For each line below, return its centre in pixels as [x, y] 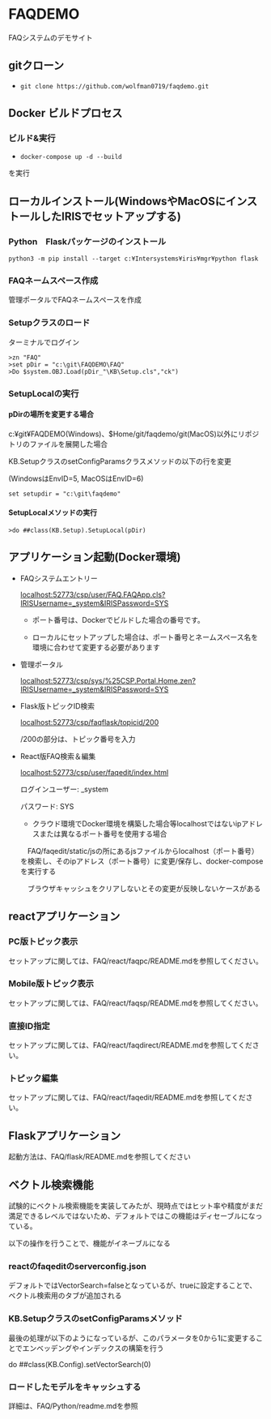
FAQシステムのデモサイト [51, 37]
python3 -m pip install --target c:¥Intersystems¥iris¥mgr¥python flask [133, 259]
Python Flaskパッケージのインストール [87, 242]
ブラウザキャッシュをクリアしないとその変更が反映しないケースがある [144, 888]
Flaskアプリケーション [65, 1136]
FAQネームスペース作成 [53, 281]
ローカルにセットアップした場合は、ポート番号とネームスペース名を [145, 637]
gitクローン [36, 66]
